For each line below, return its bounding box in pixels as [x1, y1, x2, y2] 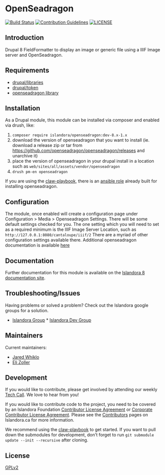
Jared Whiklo [12, 354, 39, 360]
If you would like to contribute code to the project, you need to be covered [5, 402, 156, 407]
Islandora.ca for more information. [5, 417, 75, 423]
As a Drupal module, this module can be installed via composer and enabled [5, 117, 160, 123]
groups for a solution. [5, 307, 49, 313]
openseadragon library [12, 90, 59, 96]
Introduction [5, 34, 44, 42]
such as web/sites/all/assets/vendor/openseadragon [12, 163, 120, 169]
